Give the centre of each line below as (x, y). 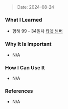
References (19, 91)
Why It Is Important (28, 44)
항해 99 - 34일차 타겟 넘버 (37, 31)
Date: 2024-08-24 (36, 7)
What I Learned (24, 20)
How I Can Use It (25, 67)
